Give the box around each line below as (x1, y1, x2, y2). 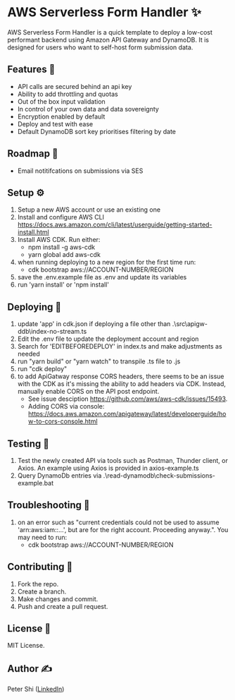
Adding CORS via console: (27, 402, 105, 411)
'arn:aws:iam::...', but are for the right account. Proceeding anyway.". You (17, 525, 229, 533)
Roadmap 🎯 (7, 147, 58, 159)
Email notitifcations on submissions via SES (17, 167, 144, 175)
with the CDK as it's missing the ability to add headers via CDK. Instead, (17, 380, 227, 388)
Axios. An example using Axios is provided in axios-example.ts (17, 464, 199, 472)
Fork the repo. (17, 579, 59, 588)
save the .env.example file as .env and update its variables (17, 273, 187, 282)
